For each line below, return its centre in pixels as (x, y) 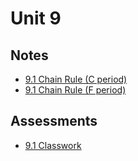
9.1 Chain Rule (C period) (76, 79)
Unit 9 (36, 18)
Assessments (54, 121)
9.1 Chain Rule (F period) (75, 90)
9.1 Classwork (53, 145)
